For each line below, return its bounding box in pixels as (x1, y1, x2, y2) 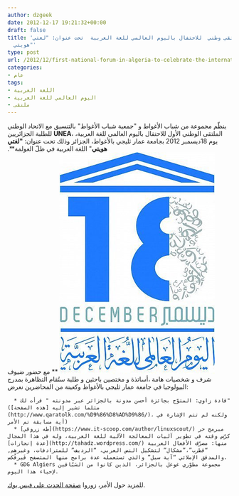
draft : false (7, 26, 46, 33)
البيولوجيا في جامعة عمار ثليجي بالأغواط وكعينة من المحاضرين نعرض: (7, 382, 188, 391)
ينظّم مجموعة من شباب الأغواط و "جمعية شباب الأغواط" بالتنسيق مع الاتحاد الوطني (7, 122, 227, 131)
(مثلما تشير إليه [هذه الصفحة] (7, 404, 100, 411)
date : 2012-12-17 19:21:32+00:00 (7, 18, 107, 26)
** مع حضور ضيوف (7, 367, 58, 376)
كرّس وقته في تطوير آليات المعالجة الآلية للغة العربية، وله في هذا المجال (7, 433, 231, 440)
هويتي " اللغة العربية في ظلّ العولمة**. (7, 144, 108, 153)
